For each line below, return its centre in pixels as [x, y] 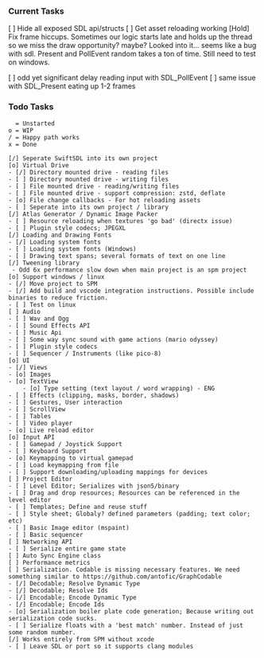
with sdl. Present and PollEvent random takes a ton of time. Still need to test [132, 54]
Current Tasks [37, 11]
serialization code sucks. [53, 618]
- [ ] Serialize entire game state [67, 548]
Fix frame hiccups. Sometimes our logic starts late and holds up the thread [130, 37]
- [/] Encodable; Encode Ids [56, 604]
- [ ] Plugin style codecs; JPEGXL [67, 228]
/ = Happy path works [44, 137]
